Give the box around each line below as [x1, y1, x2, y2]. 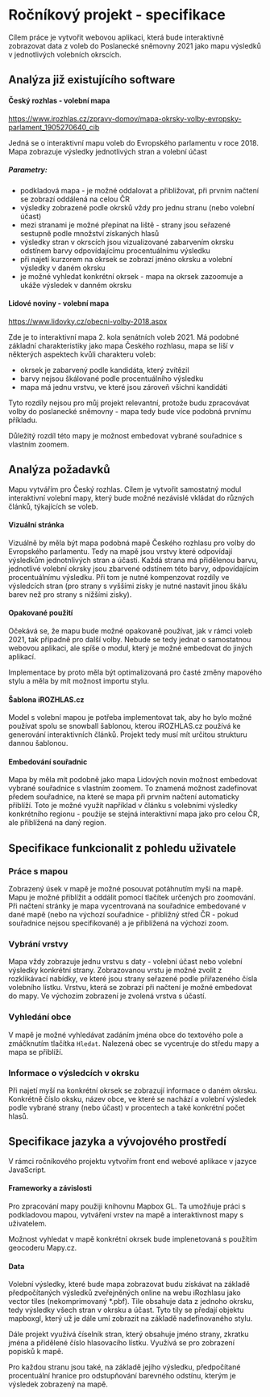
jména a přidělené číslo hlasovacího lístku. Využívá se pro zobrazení [8, 1338, 235, 1348]
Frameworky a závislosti [8, 1183, 93, 1193]
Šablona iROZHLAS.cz [8, 694, 85, 705]
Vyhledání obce [8, 1011, 72, 1022]
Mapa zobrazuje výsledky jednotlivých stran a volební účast [8, 146, 207, 156]
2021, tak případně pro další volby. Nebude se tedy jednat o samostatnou [8, 634, 251, 644]
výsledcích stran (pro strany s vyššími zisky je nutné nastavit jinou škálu [8, 581, 247, 591]
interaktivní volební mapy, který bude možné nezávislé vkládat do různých [8, 493, 255, 502]
